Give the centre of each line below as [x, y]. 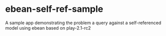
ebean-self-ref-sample [54, 9]
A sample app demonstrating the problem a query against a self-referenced [83, 23]
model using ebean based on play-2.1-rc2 [48, 28]
